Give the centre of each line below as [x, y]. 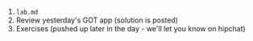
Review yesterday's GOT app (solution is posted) [97, 20]
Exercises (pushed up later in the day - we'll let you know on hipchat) [131, 29]
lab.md [27, 12]
